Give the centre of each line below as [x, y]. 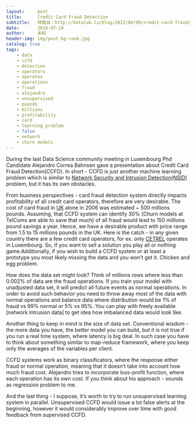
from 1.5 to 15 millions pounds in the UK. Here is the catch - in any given [92, 232]
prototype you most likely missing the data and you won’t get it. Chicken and [98, 257]
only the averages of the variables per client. [60, 348]
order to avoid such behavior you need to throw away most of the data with [97, 293]
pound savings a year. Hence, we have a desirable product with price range [97, 226]
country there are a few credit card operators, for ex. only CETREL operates [97, 238]
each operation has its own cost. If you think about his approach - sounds [95, 378]
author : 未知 [26, 33]
